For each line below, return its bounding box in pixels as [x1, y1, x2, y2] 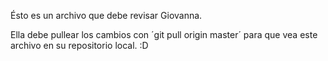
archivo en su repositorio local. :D [10, 40, 149, 51]
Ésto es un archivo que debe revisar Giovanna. [10, 10, 203, 21]
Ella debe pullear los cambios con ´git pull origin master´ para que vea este [10, 29, 318, 40]
